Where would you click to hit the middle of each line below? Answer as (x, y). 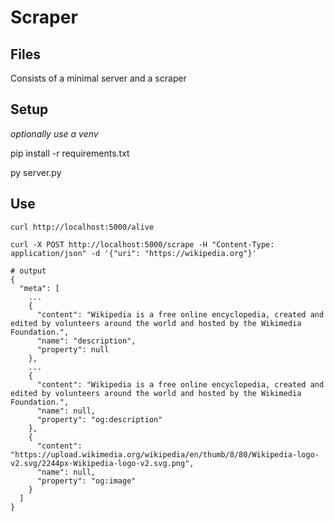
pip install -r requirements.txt (70, 153)
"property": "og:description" (99, 419)
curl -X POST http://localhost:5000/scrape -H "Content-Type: (142, 244)
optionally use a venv (54, 133)
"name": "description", (86, 341)
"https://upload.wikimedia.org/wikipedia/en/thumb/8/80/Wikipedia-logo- (165, 454)
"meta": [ (39, 288)
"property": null (73, 349)
